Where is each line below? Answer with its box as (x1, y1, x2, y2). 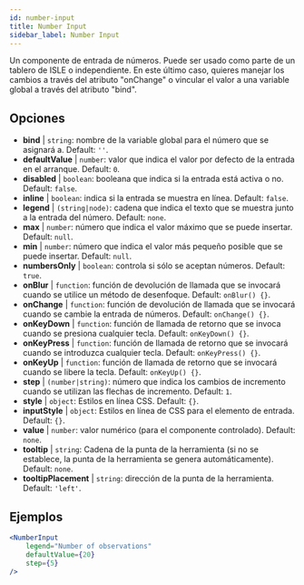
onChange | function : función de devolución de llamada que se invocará (22, 299, 296, 310)
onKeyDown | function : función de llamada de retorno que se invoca (22, 318, 281, 329)
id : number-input (9, 13, 75, 23)
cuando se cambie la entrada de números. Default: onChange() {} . (22, 308, 270, 319)
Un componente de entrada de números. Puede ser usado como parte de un (9, 55, 296, 66)
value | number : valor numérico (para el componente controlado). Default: (22, 425, 296, 436)
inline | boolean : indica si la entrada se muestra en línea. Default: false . (22, 193, 289, 204)
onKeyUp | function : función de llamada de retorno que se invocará (22, 357, 278, 368)
